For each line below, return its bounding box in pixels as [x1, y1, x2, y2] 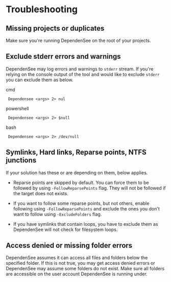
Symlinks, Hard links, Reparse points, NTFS [6, 148, 147, 157]
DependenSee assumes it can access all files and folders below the [6, 254, 148, 261]
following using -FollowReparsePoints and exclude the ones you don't [13, 205, 160, 212]
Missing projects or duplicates [6, 24, 105, 33]
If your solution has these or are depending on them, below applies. [6, 170, 148, 176]
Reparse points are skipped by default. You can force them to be [13, 179, 150, 185]
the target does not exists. [13, 190, 68, 196]
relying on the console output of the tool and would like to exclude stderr [6, 71, 160, 77]
